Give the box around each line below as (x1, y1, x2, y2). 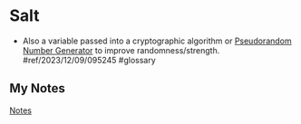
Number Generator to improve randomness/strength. (22, 44, 220, 55)
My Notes (9, 81, 66, 96)
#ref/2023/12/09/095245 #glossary (22, 54, 156, 65)
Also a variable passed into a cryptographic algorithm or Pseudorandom (22, 35, 292, 46)
